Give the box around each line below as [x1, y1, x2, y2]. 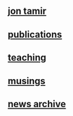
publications [8, 29, 62, 40]
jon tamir [8, 5, 47, 17]
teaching [8, 52, 46, 63]
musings [8, 75, 46, 87]
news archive [8, 98, 66, 110]
